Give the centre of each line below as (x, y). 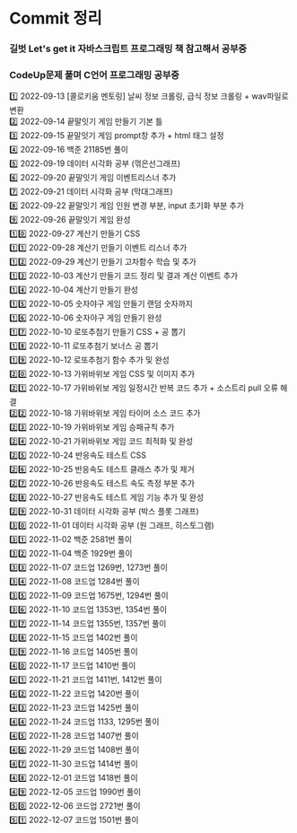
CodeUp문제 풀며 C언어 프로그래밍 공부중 (94, 75)
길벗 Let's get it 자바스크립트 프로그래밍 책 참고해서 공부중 (128, 48)
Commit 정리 (56, 18)
